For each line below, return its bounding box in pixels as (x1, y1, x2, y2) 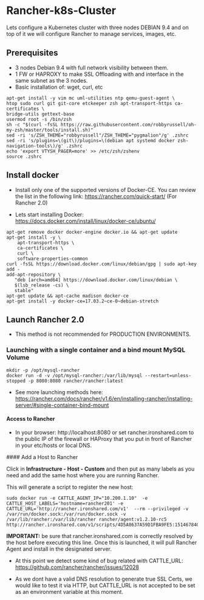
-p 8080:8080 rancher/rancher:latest (28, 378, 123, 384)
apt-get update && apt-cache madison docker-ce (6, 293, 129, 299)
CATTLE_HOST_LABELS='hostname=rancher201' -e (6, 500, 123, 506)
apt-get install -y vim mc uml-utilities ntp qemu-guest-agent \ (6, 95, 175, 101)
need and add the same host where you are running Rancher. (6, 471, 160, 479)
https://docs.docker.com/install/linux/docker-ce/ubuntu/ (15, 217, 156, 225)
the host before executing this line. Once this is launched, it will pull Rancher (6, 539, 197, 546)
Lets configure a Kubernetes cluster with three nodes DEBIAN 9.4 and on (6, 24, 189, 31)
